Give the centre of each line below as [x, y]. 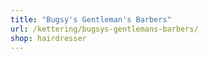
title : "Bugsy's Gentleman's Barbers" [91, 19]
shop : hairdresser [48, 38]
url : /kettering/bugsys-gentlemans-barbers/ [104, 29]
